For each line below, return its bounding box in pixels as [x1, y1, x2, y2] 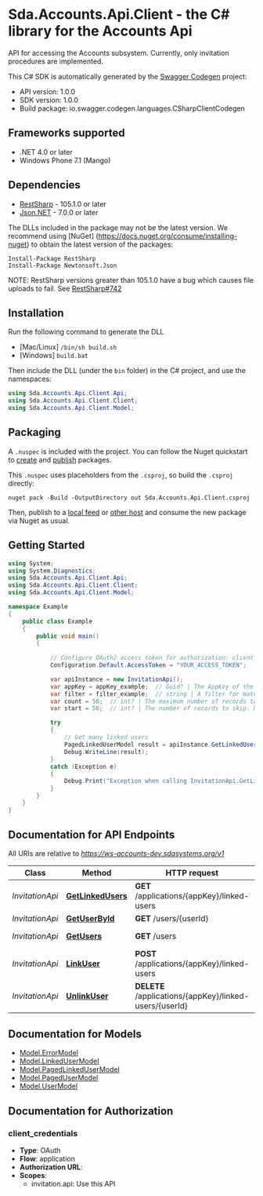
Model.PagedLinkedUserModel [19, 1065, 120, 1074]
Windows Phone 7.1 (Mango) [19, 155, 111, 165]
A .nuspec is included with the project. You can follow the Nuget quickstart [8, 446, 248, 456]
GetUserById [66, 913, 115, 924]
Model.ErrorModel [19, 1048, 78, 1058]
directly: [8, 478, 35, 488]
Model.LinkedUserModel [19, 1056, 99, 1066]
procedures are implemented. [8, 57, 104, 66]
